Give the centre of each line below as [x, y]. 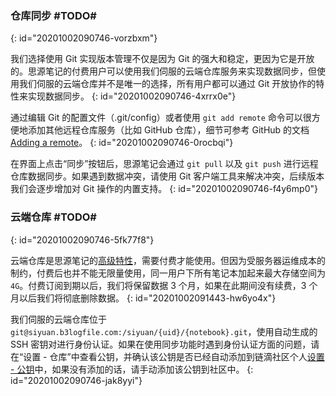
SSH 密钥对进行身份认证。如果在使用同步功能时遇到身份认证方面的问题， [161, 344]
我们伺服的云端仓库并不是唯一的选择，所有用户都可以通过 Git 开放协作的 [167, 84]
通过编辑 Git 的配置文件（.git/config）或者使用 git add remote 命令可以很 [161, 118]
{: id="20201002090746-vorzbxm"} [84, 38]
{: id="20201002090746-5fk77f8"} [82, 239]
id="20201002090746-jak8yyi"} [76, 380]
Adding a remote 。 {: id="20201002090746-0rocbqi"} [122, 143]
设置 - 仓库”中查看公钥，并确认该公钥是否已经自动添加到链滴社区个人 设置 [174, 356]
